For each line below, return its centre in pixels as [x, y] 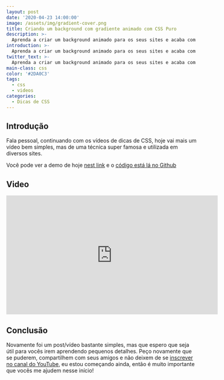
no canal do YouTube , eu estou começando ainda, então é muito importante [101, 364]
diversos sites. [24, 153]
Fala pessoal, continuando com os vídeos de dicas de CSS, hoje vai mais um [101, 141]
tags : [13, 79]
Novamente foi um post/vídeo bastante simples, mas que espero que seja [98, 345]
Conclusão [27, 330]
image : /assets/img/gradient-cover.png [56, 23]
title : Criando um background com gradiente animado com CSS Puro [91, 29]
